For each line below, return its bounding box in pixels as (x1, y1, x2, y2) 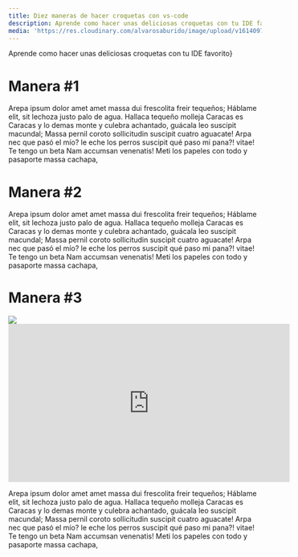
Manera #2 (8, 182, 83, 201)
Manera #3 (8, 289, 83, 307)
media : (8, 27, 31, 35)
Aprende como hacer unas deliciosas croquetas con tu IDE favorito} (8, 49, 233, 59)
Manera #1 (8, 77, 80, 95)
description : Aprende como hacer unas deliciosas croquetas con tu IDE (8, 19, 253, 27)
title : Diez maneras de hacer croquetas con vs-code (8, 11, 189, 20)
